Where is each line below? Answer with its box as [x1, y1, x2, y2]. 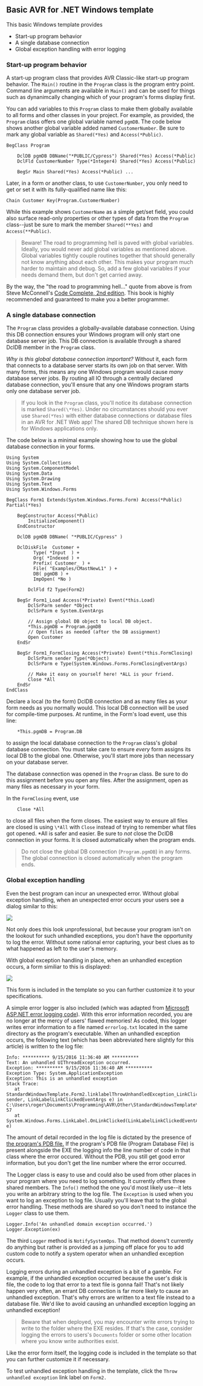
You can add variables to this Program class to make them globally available [6, 105, 193, 112]
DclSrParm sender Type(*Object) [28, 655, 110, 662]
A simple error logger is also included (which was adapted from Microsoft [6, 1004, 190, 1011]
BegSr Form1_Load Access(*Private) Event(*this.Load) [17, 597, 155, 603]
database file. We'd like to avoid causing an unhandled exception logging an [6, 1300, 196, 1307]
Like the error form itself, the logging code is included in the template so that [6, 1349, 197, 1356]
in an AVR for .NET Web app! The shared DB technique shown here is [21, 419, 194, 426]
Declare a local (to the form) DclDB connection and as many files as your [6, 698, 187, 705]
